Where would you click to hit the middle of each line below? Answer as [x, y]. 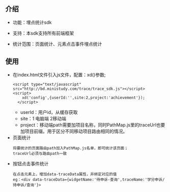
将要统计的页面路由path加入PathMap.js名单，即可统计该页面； [70, 148]
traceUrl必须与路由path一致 [40, 153]
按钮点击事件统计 [31, 164]
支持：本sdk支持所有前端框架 [43, 33]
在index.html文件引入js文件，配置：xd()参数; [59, 75]
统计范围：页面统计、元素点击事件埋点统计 [57, 44]
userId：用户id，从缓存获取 [49, 112]
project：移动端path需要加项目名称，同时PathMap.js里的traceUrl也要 [93, 125]
